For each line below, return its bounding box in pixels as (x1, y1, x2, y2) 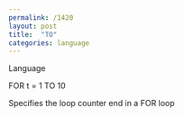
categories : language (8, 38, 90, 48)
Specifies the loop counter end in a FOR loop (8, 98, 175, 109)
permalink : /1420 (8, 13, 74, 22)
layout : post (8, 22, 58, 31)
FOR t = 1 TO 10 (8, 80, 67, 91)
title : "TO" (8, 30, 58, 39)
